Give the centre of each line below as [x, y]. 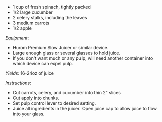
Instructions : [18, 83]
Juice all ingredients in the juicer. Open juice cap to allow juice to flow [85, 109]
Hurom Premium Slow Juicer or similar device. [60, 48]
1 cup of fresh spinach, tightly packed [51, 7]
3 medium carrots [31, 23]
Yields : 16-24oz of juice [30, 73]
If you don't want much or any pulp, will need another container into [83, 58]
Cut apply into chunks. [36, 98]
